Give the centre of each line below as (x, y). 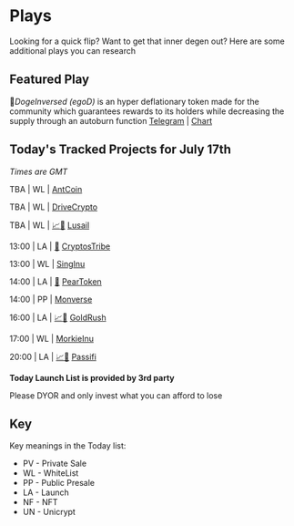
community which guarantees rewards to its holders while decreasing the (147, 111)
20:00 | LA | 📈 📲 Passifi (53, 356)
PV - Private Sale (55, 464)
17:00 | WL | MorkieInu (51, 338)
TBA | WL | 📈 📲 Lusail (50, 225)
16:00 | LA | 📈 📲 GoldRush (58, 317)
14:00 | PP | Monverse (51, 299)
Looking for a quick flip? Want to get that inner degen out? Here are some (147, 41)
